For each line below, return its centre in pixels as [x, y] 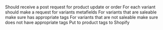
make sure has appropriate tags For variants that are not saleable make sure [81, 17]
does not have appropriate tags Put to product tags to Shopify [67, 22]
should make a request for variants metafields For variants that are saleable [81, 12]
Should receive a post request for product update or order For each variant [80, 7]
